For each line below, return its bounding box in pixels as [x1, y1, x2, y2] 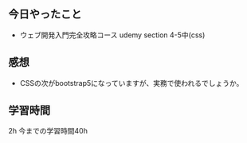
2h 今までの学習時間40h [8, 126, 88, 136]
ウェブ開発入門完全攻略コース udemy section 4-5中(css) [19, 30, 206, 40]
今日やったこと [8, 7, 82, 21]
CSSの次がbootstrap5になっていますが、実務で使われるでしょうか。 [19, 78, 244, 87]
